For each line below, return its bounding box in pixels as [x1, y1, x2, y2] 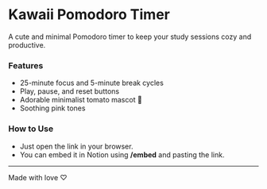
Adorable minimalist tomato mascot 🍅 [19, 95, 143, 105]
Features [8, 60, 44, 71]
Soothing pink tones [19, 103, 86, 113]
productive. [8, 40, 46, 49]
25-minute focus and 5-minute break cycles [19, 78, 164, 88]
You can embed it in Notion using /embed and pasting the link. [19, 149, 225, 160]
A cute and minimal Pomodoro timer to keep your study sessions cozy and [8, 32, 252, 41]
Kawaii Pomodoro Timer [8, 6, 171, 24]
